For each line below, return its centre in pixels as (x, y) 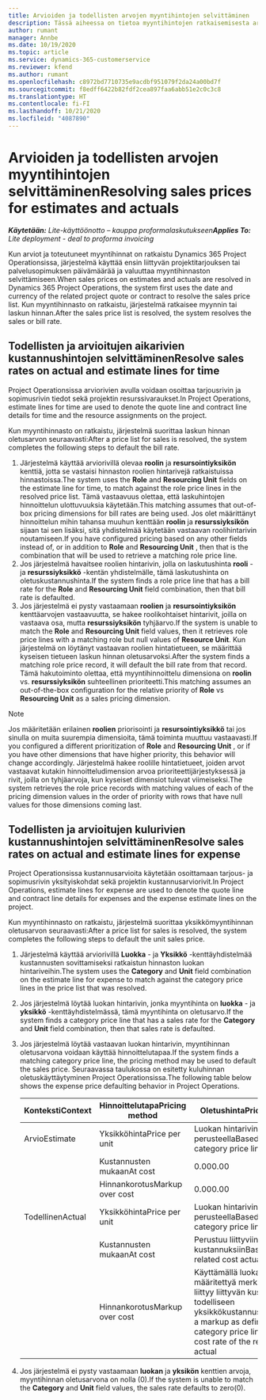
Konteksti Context (58, 1111)
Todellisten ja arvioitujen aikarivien (97, 346)
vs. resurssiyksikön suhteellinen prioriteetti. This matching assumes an (135, 681)
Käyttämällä (216, 1273)
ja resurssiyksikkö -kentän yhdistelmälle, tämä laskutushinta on (124, 572)
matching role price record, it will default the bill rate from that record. (133, 664)
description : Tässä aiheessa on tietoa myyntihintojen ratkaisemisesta (129, 23)
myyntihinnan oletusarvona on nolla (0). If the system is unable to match (136, 1379)
